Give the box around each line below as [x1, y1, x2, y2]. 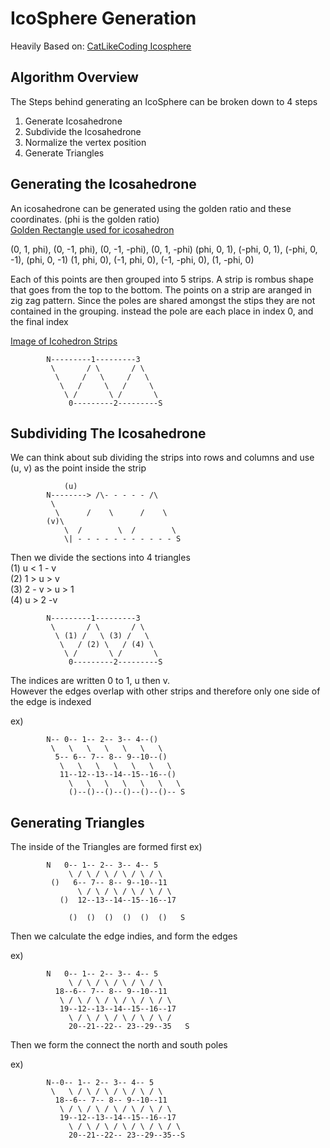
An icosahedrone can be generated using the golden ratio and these [10, 202, 292, 214]
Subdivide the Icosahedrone [24, 125, 142, 137]
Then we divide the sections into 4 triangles [10, 552, 191, 564]
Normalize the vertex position [24, 136, 147, 148]
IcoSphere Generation [10, 7, 197, 30]
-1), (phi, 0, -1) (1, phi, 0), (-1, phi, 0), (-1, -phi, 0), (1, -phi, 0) [10, 253, 255, 266]
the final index [10, 315, 69, 327]
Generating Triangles [10, 814, 145, 831]
